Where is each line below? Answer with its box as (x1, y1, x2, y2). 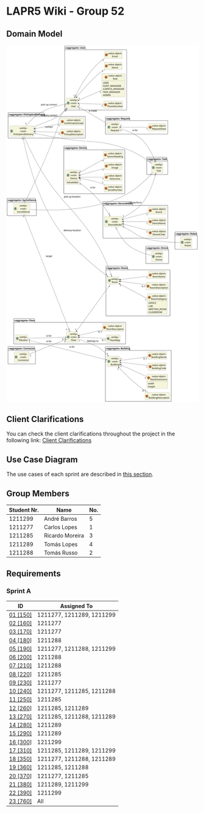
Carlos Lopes (43, 523, 77, 531)
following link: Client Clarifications (6, 437, 92, 444)
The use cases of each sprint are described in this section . (6, 471, 154, 478)
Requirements (6, 568, 61, 579)
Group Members (6, 488, 70, 498)
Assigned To (60, 602, 93, 609)
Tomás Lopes (43, 540, 78, 548)
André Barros (43, 515, 77, 522)
